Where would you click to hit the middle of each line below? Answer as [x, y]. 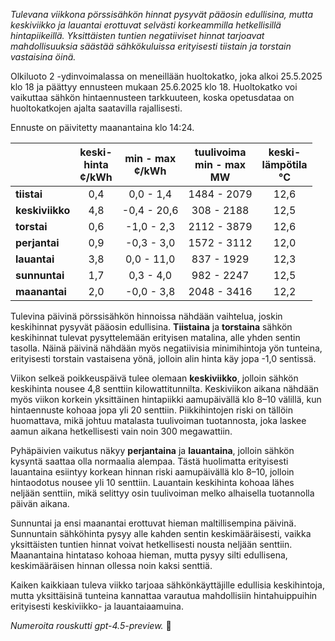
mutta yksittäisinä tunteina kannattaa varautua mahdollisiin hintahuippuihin [164, 595]
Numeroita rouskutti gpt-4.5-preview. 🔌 [91, 625]
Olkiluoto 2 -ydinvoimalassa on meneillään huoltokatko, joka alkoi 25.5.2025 [166, 76]
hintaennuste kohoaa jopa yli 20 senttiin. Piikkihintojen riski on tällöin [152, 410]
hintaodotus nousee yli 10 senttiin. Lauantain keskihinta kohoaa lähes [152, 482]
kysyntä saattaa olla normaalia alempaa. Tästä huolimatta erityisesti [149, 461]
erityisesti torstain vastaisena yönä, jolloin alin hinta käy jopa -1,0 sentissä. [163, 358]
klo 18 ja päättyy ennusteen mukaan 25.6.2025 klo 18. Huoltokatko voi [154, 87]
